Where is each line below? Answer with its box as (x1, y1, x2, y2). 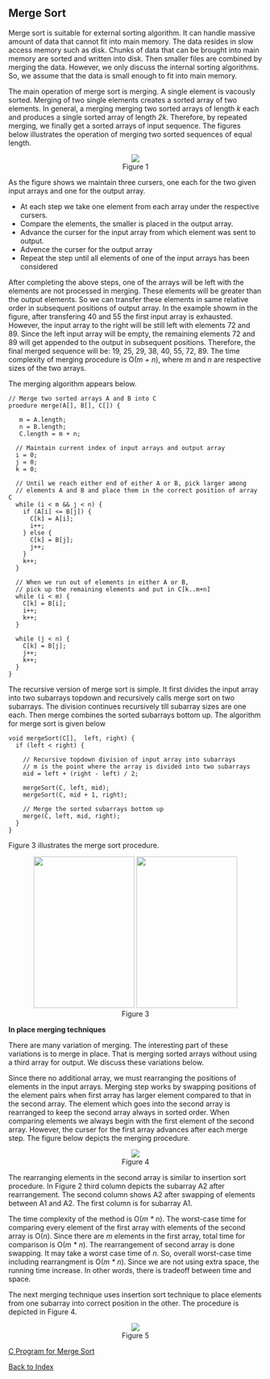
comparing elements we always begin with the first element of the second (8, 1116, 255, 1125)
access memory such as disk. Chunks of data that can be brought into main (8, 44, 260, 55)
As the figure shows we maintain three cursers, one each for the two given (8, 177, 256, 187)
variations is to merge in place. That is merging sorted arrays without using (8, 1049, 257, 1058)
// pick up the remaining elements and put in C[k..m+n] (15, 585, 211, 593)
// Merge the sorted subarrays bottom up (23, 805, 164, 813)
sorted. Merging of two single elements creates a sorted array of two (8, 95, 238, 104)
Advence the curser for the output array (19, 244, 153, 254)
